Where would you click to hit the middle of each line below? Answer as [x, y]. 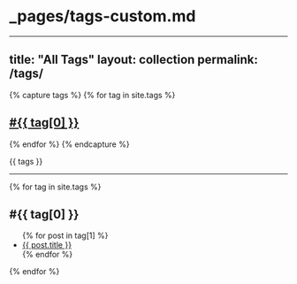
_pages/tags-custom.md [103, 16]
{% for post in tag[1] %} [65, 235]
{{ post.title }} [47, 245]
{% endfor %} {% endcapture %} [69, 144]
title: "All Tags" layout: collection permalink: [134, 60]
